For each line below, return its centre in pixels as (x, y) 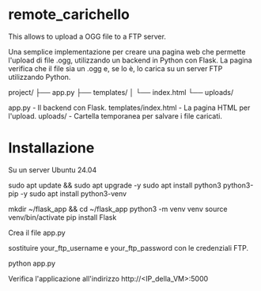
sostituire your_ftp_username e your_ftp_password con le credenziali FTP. (129, 248)
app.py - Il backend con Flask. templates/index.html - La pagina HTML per (129, 108)
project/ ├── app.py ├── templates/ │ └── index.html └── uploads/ (121, 92)
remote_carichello (69, 15)
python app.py (32, 263)
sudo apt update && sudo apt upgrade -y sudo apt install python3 (115, 185)
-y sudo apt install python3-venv (74, 193)
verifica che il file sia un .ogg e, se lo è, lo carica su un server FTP (115, 68)
